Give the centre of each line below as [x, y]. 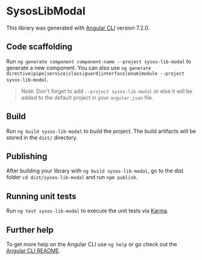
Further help [30, 230]
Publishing [27, 156]
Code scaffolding [39, 47]
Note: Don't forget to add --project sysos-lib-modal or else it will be [107, 91]
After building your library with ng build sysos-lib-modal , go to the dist [95, 171]
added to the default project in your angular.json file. [87, 97]
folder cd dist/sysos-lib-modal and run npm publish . [72, 177]
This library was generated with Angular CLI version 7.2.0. [78, 28]
